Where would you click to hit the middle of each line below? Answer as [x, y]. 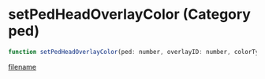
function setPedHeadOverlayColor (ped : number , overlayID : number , [119, 52]
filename [22, 66]
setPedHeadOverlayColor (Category [129, 14]
